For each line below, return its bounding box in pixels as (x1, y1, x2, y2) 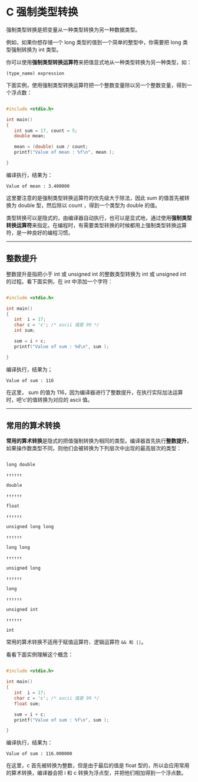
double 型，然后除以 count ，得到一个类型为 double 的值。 (17, 202, 160, 209)
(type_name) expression (6, 70, 65, 76)
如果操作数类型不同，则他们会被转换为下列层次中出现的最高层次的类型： (6, 445, 181, 452)
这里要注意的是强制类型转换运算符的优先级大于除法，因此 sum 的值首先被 (6, 194, 184, 201)
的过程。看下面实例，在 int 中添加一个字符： (6, 277, 114, 285)
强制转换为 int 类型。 (11, 46, 62, 53)
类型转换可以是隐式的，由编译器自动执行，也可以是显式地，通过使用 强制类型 (6, 214, 192, 221)
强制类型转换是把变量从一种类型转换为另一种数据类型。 (6, 26, 140, 33)
